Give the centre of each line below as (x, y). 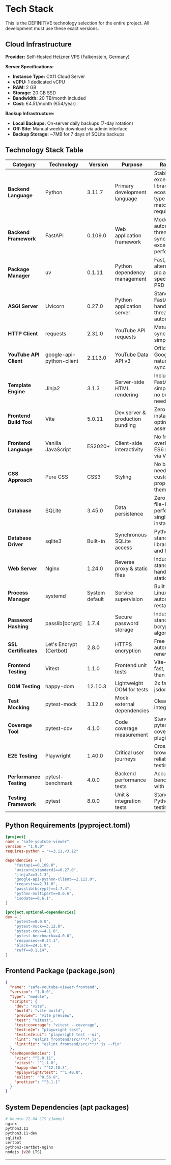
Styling (123, 477)
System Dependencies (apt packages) (67, 1107)
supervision (129, 599)
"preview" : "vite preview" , (44, 1016)
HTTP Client (23, 333)
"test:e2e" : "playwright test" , (49, 1029)
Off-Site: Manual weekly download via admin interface (70, 128)
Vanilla (53, 443)
